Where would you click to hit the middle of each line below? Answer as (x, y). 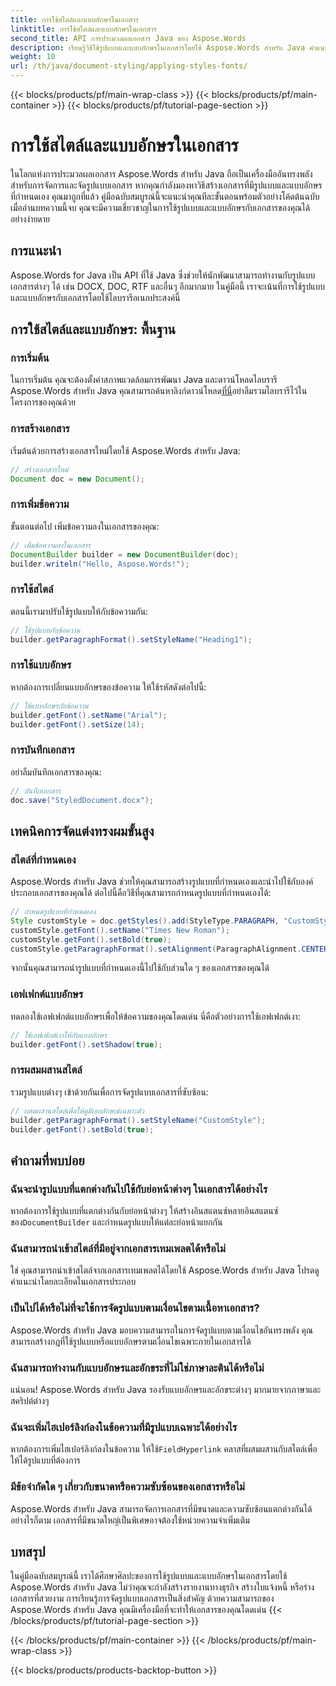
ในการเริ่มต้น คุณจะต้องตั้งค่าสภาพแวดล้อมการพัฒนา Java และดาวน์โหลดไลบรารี (144, 380)
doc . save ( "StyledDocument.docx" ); (82, 800)
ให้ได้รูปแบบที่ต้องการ (45, 1460)
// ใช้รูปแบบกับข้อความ (45, 630)
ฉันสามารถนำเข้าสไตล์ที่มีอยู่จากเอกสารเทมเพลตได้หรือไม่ (118, 1249)
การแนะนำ (36, 251)
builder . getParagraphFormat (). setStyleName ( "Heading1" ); (131, 639)
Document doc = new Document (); (77, 479)
